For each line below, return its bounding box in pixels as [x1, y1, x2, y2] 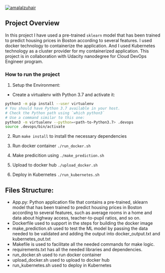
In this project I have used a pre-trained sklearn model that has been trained [5, 32, 161, 38]
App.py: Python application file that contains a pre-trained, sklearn [12, 199, 148, 205]
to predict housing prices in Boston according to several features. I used [5, 37, 152, 43]
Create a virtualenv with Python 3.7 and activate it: [12, 92, 115, 98]
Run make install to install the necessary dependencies [12, 133, 127, 139]
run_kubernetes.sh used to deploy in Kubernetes [12, 263, 112, 269]
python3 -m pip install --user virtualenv [5, 102, 94, 107]
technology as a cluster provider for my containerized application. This [5, 48, 149, 54]
